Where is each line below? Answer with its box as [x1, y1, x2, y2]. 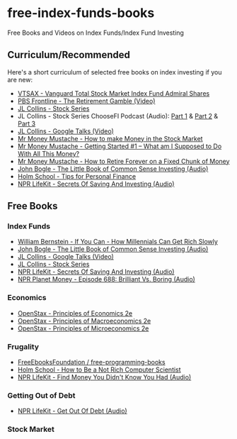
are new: [7, 75, 33, 84]
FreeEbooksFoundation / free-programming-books [17, 358, 166, 367]
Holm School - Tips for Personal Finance [17, 172, 137, 180]
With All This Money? [17, 149, 80, 157]
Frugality [7, 342, 40, 352]
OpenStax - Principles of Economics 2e [17, 309, 133, 317]
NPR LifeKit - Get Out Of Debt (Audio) [17, 406, 127, 416]
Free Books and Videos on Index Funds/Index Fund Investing [7, 28, 184, 37]
